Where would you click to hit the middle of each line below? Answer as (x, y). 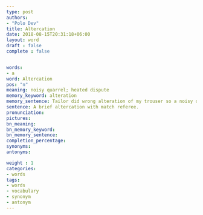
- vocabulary (23, 191)
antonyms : (19, 152)
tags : (13, 180)
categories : (21, 168)
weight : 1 (20, 163)
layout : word (23, 40)
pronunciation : (25, 113)
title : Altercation (31, 29)
